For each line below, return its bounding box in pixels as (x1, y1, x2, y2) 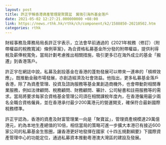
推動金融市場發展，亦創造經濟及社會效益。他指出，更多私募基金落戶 (20, 75, 159, 81)
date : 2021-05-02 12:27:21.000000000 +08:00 (5, 16, 98, 21)
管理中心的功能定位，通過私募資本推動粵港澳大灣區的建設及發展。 (9, 135, 144, 141)
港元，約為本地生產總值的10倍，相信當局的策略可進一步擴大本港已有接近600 (5, 122, 161, 128)
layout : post (5, 7, 32, 12)
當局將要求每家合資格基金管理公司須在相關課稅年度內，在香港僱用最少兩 (13, 93, 161, 99)
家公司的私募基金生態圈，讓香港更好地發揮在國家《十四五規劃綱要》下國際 (5, 129, 157, 135)
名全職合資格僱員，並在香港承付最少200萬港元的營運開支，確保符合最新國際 (5, 100, 161, 106)
